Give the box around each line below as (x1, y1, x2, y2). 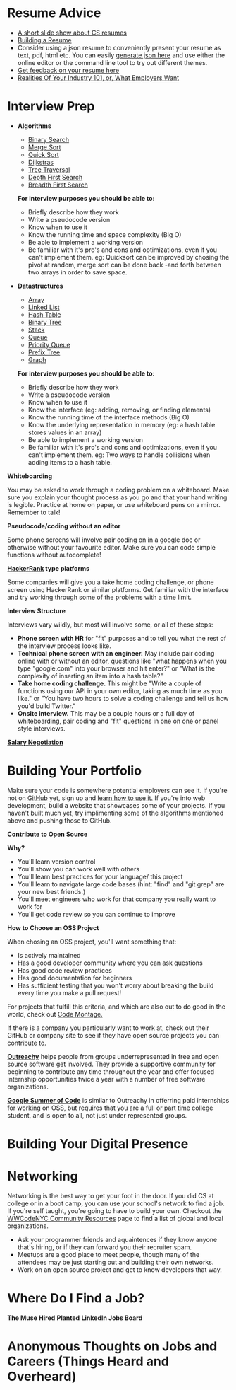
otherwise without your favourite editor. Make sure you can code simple (7, 543, 216, 551)
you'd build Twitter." (17, 702, 76, 710)
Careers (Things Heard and (7, 1353, 169, 1369)
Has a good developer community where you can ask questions (17, 958, 203, 967)
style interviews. (17, 724, 66, 733)
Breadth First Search (27, 180, 88, 189)
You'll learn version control (17, 857, 96, 866)
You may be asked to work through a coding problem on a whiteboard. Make (7, 485, 230, 494)
